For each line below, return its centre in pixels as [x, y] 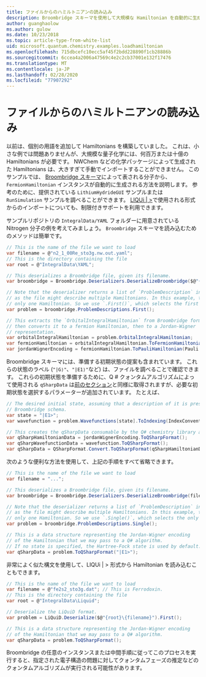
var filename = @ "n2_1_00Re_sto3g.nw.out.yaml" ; [70, 253]
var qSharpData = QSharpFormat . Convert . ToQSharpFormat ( [79, 449]
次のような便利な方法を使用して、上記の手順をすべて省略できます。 [91, 462]
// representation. [31, 332]
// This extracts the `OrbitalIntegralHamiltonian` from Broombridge [97, 320]
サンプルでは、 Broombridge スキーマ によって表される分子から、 [89, 177]
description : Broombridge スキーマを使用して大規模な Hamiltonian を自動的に [100, 18]
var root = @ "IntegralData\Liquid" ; [53, 601]
